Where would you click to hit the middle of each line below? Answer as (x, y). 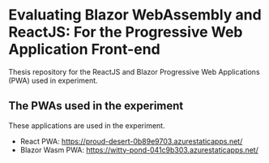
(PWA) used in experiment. (53, 80)
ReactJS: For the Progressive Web (126, 32)
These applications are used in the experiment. (87, 125)
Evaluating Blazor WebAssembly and (135, 15)
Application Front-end (84, 49)
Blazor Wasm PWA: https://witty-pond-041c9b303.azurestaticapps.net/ (139, 150)
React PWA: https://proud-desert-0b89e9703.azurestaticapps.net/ (131, 141)
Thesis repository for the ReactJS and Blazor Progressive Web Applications (134, 71)
